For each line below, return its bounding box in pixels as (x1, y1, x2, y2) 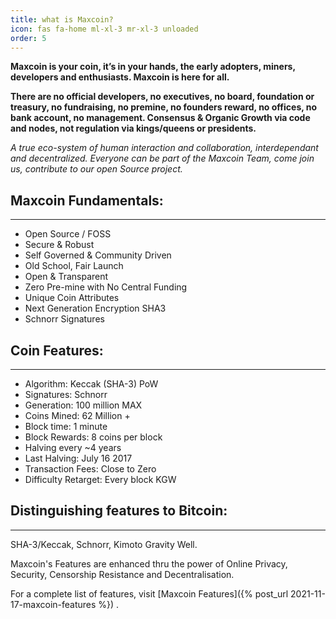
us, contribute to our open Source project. (10, 163, 183, 175)
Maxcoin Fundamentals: (10, 192, 164, 209)
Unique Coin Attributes (24, 292, 120, 304)
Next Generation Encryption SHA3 (24, 302, 167, 315)
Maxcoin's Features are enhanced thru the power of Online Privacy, (10, 557, 288, 570)
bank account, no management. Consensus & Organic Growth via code (10, 112, 311, 124)
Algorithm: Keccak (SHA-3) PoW (24, 378, 159, 390)
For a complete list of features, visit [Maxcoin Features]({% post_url (10, 587, 289, 600)
